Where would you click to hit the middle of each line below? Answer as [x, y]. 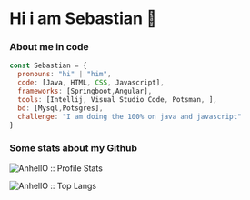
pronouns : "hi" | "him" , [65, 75]
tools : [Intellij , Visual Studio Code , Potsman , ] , [118, 99]
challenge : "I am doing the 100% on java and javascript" [130, 116]
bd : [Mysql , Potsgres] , [60, 108]
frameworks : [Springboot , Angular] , [85, 91]
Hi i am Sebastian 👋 [83, 19]
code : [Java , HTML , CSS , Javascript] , [91, 83]
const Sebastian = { [49, 66]
